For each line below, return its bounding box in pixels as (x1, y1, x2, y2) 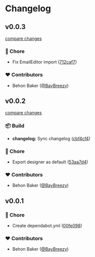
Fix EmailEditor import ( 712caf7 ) (12, 59, 77, 65)
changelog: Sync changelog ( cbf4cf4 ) (12, 135, 91, 141)
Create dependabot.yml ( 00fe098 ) (12, 223, 82, 228)
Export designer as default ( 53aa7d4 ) (12, 159, 89, 165)
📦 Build (5, 123, 25, 129)
